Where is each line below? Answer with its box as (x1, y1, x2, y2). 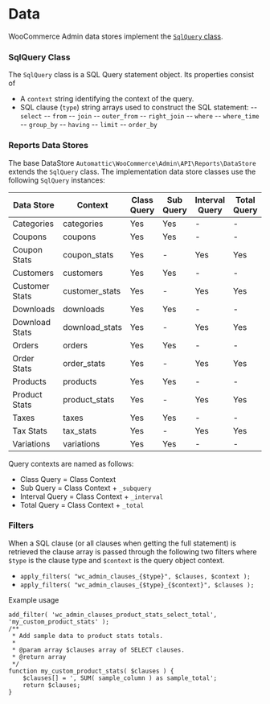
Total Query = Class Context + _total (19, 500, 145, 509)
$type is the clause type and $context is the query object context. (8, 555, 225, 565)
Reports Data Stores (8, 140, 89, 151)
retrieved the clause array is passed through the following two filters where (8, 546, 257, 556)
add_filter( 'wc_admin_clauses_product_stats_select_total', (8, 611, 218, 619)
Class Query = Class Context (19, 474, 117, 484)
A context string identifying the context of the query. (19, 94, 194, 104)
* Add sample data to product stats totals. (11, 632, 163, 640)
